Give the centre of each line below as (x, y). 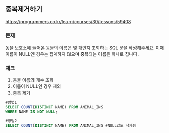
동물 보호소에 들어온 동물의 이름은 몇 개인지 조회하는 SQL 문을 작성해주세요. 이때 (84, 48)
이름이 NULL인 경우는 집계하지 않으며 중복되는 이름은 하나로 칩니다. (72, 54)
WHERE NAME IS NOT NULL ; (31, 112)
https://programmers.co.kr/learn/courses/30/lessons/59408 (68, 21)
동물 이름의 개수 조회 (33, 80)
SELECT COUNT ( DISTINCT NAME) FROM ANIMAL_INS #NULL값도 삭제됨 (71, 125)
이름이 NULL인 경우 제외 (37, 86)
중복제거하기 (24, 9)
